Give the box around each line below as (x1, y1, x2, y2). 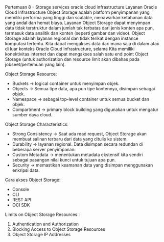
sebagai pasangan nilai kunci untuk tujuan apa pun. (12, 157, 116, 162)
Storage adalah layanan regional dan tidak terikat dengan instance (5, 35, 139, 41)
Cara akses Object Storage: (5, 177, 61, 183)
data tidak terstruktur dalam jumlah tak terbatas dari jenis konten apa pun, (5, 25, 154, 31)
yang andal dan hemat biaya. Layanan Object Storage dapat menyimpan (5, 20, 151, 26)
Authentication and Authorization (12, 221, 79, 227)
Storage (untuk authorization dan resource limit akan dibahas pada (5, 56, 140, 62)
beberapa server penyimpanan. (12, 147, 76, 152)
